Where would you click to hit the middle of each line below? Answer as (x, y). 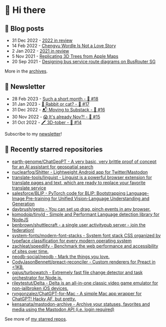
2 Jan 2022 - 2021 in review (40, 51)
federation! (23, 230)
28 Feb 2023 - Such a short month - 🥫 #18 (55, 98)
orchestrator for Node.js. (37, 277)
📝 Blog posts (24, 29)
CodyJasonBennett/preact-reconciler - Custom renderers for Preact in (83, 262)
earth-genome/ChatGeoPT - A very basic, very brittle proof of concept (84, 162)
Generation (23, 204)
